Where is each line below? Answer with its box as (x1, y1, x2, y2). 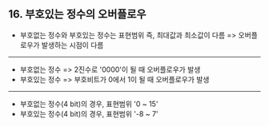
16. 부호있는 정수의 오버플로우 (8, 7, 147, 22)
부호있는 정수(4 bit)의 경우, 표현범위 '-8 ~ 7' (19, 108, 159, 118)
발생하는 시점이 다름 (41, 40, 104, 49)
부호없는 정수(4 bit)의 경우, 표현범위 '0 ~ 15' (19, 99, 159, 108)
